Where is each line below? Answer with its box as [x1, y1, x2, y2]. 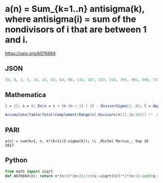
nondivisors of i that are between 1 [5, 24, 147, 35]
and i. [5, 34, 28, 46]
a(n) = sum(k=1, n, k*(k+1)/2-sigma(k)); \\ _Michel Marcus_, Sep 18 [5, 139, 149, 144]
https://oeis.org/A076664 [5, 50, 56, 56]
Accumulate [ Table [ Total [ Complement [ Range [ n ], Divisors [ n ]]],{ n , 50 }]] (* [5, 113, 153, 117]
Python [5, 156, 28, 165]
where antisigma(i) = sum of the [5, 14, 136, 25]
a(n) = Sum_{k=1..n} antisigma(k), [5, 3, 145, 15]
